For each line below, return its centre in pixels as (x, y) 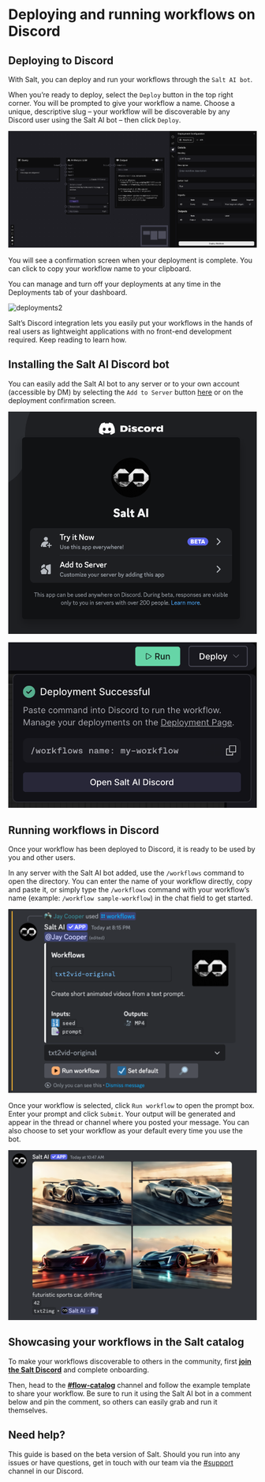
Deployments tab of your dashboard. (68, 292)
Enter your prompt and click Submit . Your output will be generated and (122, 1114)
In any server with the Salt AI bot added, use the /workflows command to (126, 873)
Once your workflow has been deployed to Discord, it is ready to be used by (132, 849)
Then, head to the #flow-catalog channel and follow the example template (129, 1385)
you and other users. (42, 857)
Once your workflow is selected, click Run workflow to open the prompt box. (131, 1106)
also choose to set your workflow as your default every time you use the (125, 1131)
